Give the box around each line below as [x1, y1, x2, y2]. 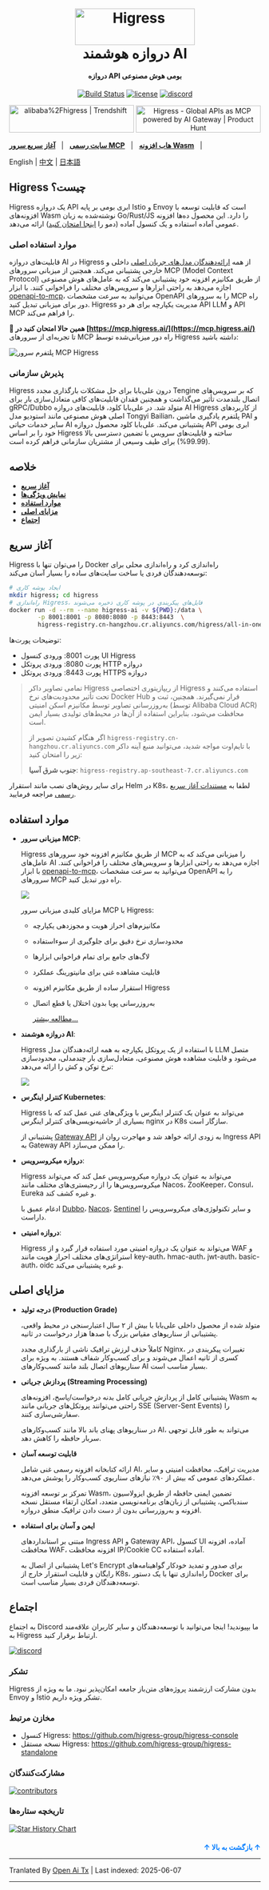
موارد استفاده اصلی [9, 238, 77, 250]
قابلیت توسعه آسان [20, 1448, 77, 1458]
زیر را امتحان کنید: [28, 750, 83, 759]
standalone [20, 1748, 58, 1757]
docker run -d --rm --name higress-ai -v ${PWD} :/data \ [9, 606, 203, 614]
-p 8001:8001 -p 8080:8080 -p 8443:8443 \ [38, 613, 184, 622]
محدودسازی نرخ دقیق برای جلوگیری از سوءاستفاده [32, 936, 184, 946]
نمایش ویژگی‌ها [20, 490, 66, 499]
